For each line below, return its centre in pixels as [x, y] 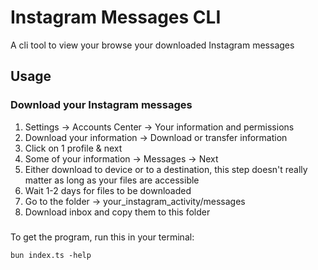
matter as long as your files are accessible [112, 180]
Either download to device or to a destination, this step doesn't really [166, 169]
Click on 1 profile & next [73, 148]
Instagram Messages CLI [116, 17]
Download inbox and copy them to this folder [117, 212]
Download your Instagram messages [101, 105]
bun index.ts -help [51, 255]
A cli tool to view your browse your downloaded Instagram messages [152, 45]
